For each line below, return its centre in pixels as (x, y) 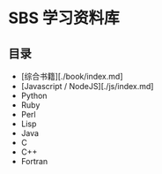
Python (34, 95)
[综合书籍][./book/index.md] (72, 76)
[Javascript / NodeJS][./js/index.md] (87, 86)
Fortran (34, 161)
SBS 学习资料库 (64, 18)
